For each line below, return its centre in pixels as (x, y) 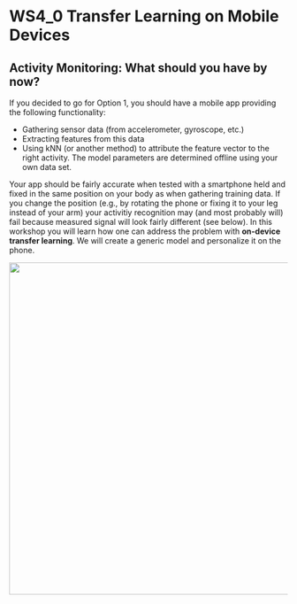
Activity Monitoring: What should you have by (138, 68)
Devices (40, 35)
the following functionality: (57, 112)
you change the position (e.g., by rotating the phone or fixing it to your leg (144, 203)
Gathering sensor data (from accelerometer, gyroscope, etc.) (133, 129)
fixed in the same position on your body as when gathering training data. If (145, 194)
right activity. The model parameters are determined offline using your (150, 158)
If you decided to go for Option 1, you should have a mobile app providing (143, 103)
